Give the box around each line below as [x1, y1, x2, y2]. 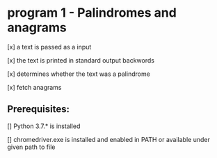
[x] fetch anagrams [7, 83, 62, 91]
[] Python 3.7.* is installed [7, 122, 81, 130]
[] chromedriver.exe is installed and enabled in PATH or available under [7, 135, 210, 143]
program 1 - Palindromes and [7, 5, 177, 21]
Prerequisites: [7, 103, 70, 116]
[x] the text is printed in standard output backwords [7, 56, 155, 64]
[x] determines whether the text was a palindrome [7, 70, 151, 78]
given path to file [7, 143, 56, 151]
